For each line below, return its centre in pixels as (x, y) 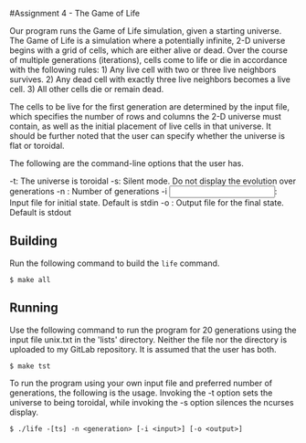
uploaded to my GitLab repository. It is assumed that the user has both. (143, 349)
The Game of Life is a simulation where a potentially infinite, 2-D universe (148, 41)
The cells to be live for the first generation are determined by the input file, (150, 107)
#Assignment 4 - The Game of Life (74, 13)
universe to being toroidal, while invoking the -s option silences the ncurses (152, 402)
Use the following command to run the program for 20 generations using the (153, 330)
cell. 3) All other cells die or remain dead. (87, 89)
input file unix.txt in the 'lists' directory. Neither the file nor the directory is (148, 339)
